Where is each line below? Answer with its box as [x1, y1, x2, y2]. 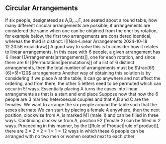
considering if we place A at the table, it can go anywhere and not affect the [5, 75, 161, 81]
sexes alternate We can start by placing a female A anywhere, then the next [5, 107, 160, 113]
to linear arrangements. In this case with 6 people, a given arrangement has [5, 49, 161, 55]
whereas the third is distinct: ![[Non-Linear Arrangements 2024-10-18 [5, 38, 148, 44]
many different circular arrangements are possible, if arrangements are [5, 22, 151, 28]
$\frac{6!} [134, 65, 155, 71]
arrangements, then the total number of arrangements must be [5, 65, 134, 71]
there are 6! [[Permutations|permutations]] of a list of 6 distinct [5, 59, 135, 65]
